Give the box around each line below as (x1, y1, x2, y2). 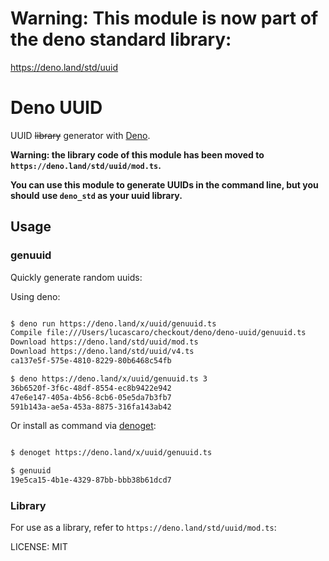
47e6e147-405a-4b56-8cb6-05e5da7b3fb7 (10, 392, 172, 402)
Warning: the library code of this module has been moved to (10, 148, 265, 161)
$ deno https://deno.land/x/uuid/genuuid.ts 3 (10, 373, 208, 384)
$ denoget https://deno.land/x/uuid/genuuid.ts (10, 448, 213, 458)
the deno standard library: (10, 28, 232, 51)
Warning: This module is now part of (10, 7, 319, 30)
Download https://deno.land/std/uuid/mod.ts (10, 337, 199, 347)
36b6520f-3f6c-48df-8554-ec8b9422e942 (10, 383, 172, 393)
